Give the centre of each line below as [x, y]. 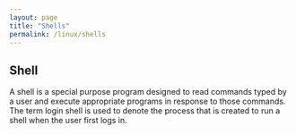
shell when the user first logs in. [68, 121]
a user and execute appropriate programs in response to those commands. [148, 101]
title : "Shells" [39, 26]
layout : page [34, 17]
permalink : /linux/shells [57, 34]
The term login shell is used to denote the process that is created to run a [145, 111]
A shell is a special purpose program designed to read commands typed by [148, 92]
